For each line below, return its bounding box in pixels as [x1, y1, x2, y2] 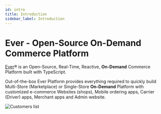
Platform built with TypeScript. [5, 69, 67, 75]
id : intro [5, 7, 26, 12]
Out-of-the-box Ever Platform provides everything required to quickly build [5, 79, 157, 85]
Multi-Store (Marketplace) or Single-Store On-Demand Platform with [5, 84, 144, 90]
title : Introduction [5, 12, 48, 17]
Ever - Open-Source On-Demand [5, 37, 141, 48]
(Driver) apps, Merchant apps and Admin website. [5, 94, 106, 100]
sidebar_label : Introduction [5, 16, 65, 21]
